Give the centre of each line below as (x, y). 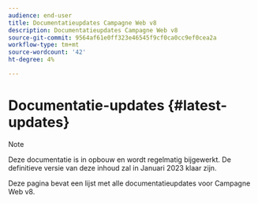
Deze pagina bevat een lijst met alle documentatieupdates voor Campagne (129, 183)
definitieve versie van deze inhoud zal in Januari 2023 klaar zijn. (112, 167)
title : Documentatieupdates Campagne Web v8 (82, 23)
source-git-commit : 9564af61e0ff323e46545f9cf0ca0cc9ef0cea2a (112, 38)
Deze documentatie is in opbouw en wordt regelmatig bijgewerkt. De (120, 160)
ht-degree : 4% (32, 60)
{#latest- (197, 105)
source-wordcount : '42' (47, 52)
